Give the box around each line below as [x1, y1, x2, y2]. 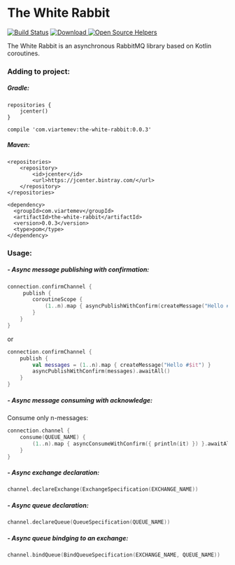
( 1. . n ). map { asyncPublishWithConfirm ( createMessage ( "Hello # [44, 302, 230, 309]
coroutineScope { [32, 296, 83, 303]
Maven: [7, 141, 30, 149]
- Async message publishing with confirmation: [7, 265, 150, 274]
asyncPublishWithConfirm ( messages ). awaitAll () [32, 368, 171, 375]
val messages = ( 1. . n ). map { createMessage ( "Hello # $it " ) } [32, 361, 211, 368]
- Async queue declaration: [7, 501, 89, 509]
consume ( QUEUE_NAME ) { [20, 433, 86, 440]
